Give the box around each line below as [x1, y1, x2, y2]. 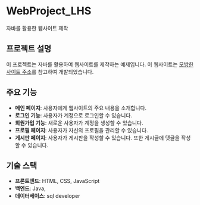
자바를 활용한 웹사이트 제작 [6, 24, 68, 32]
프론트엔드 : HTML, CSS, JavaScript [14, 178, 100, 185]
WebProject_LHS [6, 4, 92, 18]
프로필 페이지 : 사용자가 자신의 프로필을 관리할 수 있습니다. [14, 126, 148, 133]
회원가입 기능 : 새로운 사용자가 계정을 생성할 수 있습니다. [14, 119, 143, 126]
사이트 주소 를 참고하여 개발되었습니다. [6, 68, 94, 75]
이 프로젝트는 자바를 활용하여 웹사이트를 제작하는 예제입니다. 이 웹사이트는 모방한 [6, 61, 194, 68]
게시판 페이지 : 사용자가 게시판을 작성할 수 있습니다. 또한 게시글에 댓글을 [14, 134, 180, 141]
